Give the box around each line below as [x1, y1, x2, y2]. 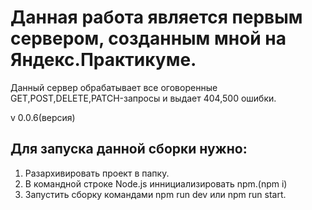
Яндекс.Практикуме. [10, 49, 197, 71]
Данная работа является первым [10, 6, 303, 29]
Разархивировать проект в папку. [24, 167, 170, 179]
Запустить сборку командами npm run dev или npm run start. [24, 188, 287, 200]
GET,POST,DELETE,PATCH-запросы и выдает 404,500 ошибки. [10, 92, 277, 104]
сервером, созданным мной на [10, 27, 287, 50]
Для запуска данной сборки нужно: [10, 141, 248, 158]
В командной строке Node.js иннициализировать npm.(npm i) [24, 177, 288, 190]
